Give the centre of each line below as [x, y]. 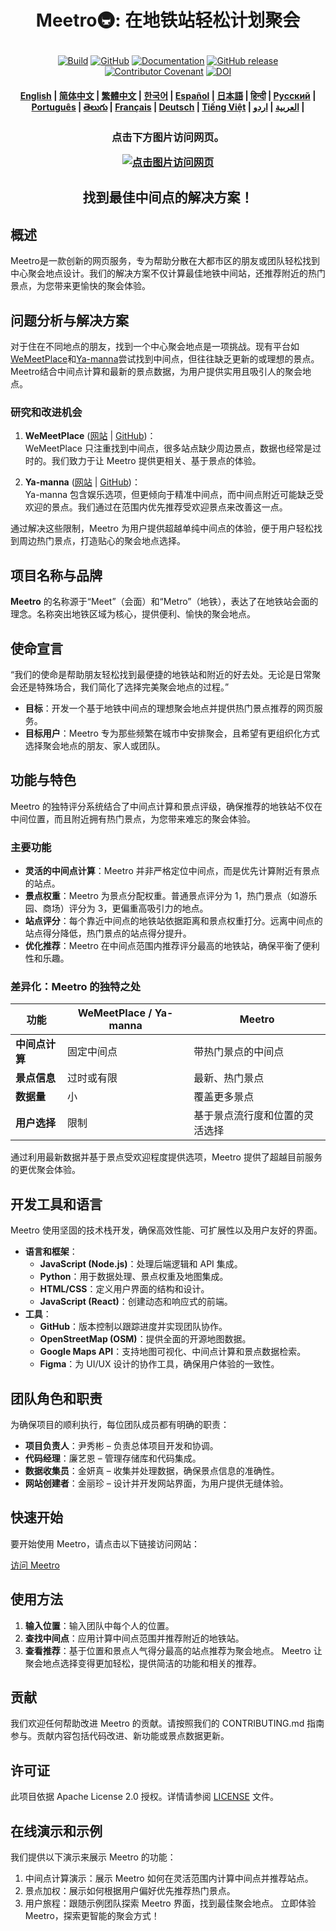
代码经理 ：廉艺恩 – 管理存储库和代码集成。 [113, 1458]
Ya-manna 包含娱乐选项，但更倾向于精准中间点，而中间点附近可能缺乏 [170, 495]
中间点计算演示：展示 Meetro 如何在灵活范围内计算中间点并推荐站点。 [169, 1878]
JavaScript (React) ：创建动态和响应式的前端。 [136, 1302]
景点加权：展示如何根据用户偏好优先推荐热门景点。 [130, 1891]
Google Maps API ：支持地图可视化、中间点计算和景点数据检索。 [173, 1352]
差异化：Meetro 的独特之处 [76, 987]
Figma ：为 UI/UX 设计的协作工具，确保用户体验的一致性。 [159, 1364]
